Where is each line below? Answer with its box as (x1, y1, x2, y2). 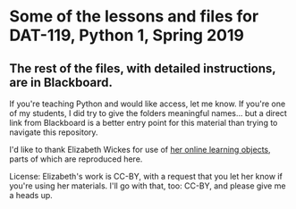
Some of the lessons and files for (9, 6, 259, 27)
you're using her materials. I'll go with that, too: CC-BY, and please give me (9, 180, 286, 191)
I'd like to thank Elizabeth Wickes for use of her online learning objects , (9, 145, 271, 155)
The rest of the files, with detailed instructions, (9, 61, 276, 76)
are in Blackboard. (9, 74, 114, 90)
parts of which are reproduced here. (9, 154, 143, 164)
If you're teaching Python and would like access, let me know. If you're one (9, 98, 286, 109)
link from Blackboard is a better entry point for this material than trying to (9, 118, 278, 128)
